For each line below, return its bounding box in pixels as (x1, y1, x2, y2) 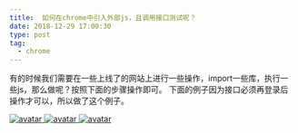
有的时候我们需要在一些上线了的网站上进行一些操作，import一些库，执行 (9, 73, 281, 84)
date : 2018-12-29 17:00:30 (9, 22, 112, 31)
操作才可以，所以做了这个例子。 (9, 96, 129, 107)
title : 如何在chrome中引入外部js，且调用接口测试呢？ (9, 13, 197, 23)
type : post (9, 30, 51, 39)
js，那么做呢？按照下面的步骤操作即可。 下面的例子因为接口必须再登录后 (16, 84, 289, 95)
